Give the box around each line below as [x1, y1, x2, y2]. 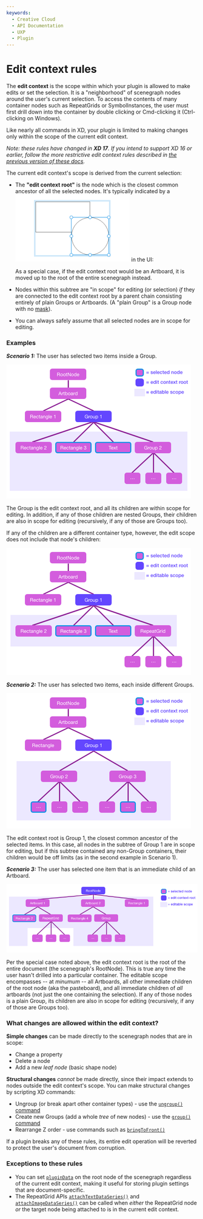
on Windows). [27, 115, 62, 122]
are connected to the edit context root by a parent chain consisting [15, 292, 182, 300]
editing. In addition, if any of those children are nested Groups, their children [6, 511, 197, 519]
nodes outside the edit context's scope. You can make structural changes [6, 1082, 190, 1090]
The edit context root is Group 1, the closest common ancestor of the [6, 835, 178, 842]
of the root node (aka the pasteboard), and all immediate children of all [6, 984, 183, 991]
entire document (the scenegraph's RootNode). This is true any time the [6, 965, 186, 972]
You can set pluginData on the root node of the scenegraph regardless [15, 1173, 192, 1181]
